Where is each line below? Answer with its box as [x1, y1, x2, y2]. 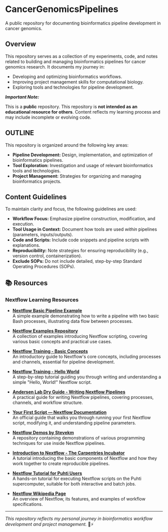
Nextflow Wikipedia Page [12, 490, 66, 496]
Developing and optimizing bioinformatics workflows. [12, 74, 122, 80]
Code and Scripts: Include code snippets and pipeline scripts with [12, 237, 149, 243]
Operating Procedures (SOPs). [12, 264, 75, 270]
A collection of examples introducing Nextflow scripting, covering [12, 333, 147, 339]
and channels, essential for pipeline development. [12, 359, 115, 365]
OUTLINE [5, 129, 34, 137]
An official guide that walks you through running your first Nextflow [12, 414, 151, 421]
